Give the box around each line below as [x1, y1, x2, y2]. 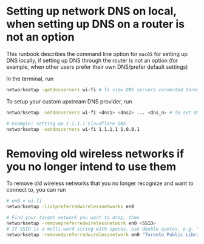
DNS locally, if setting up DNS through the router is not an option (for [6, 57, 178, 64]
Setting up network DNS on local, [6, 4, 177, 18]
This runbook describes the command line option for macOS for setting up [6, 50, 188, 57]
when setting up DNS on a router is [6, 17, 185, 31]
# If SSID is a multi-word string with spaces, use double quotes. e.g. [6, 226, 194, 232]
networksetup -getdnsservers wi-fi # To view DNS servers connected [6, 86, 183, 92]
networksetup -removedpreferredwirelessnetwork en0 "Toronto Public [6, 231, 183, 238]
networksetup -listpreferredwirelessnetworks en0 [6, 204, 135, 210]
